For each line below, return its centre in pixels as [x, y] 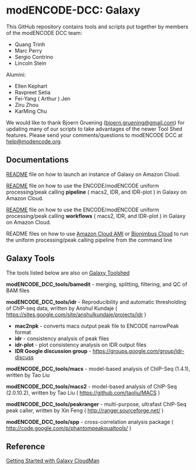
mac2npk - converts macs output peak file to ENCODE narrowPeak [97, 326]
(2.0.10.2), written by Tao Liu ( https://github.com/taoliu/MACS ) [83, 393]
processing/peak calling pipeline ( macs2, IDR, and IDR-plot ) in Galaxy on [97, 192]
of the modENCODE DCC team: [44, 32]
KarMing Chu [31, 111]
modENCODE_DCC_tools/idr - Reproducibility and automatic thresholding [96, 302]
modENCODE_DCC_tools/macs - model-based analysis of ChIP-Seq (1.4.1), [98, 368]
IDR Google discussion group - [53, 351]
